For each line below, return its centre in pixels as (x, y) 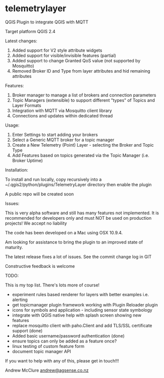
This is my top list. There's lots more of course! (52, 285)
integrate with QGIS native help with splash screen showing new (77, 315)
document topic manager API (41, 351)
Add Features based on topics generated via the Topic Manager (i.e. (81, 155)
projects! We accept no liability (36, 223)
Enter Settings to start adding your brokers (55, 134)
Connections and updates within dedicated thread (62, 115)
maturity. (14, 247)
